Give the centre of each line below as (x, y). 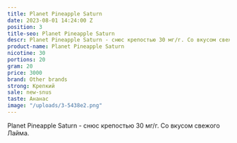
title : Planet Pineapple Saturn (55, 14)
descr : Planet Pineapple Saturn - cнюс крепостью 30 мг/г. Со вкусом (112, 40)
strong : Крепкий (31, 86)
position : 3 (25, 27)
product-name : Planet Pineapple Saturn (66, 46)
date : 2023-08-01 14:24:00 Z (50, 20)
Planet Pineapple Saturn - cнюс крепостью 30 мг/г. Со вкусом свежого (114, 125)
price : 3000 (25, 73)
